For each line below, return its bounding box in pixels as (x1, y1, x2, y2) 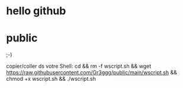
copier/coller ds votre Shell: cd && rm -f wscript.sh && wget (6, 62, 152, 70)
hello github (6, 4, 66, 18)
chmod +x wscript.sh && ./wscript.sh (6, 76, 96, 83)
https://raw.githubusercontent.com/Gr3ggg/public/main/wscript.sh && (6, 69, 178, 76)
